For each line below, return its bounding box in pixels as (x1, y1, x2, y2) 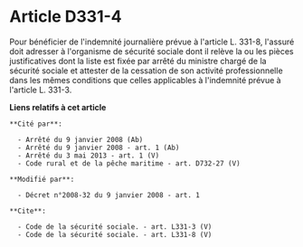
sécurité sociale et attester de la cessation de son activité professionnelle (9, 65, 283, 76)
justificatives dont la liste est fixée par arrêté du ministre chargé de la (9, 55, 267, 66)
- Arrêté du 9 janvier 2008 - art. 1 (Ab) (17, 143, 180, 152)
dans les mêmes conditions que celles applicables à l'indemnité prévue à (9, 74, 282, 85)
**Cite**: (9, 206, 47, 215)
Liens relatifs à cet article (9, 101, 107, 112)
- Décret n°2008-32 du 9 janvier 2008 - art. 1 (17, 190, 201, 200)
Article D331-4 (9, 6, 122, 27)
